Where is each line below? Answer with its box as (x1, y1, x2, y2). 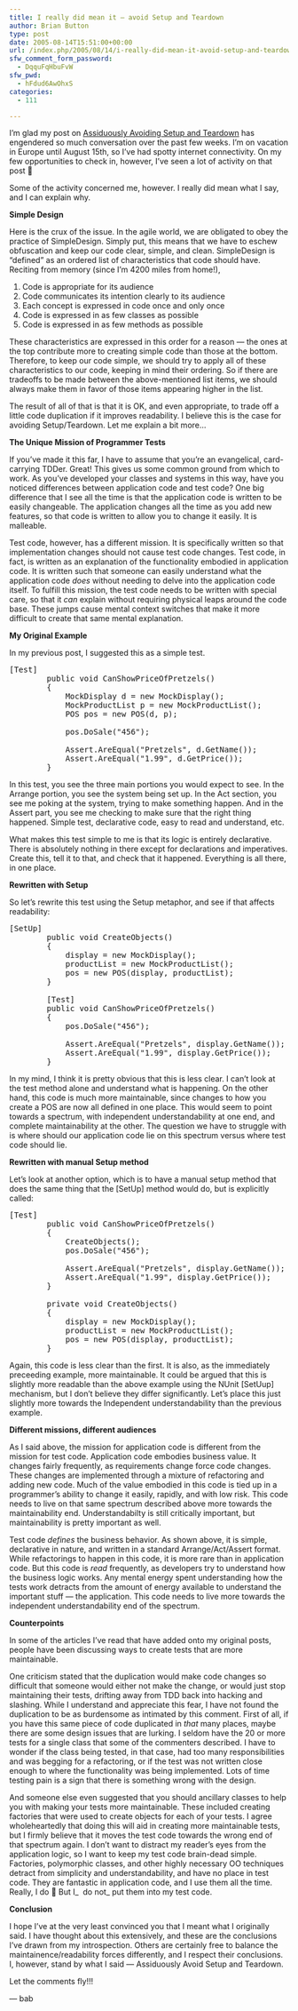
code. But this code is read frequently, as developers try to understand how (9, 1563, 286, 1574)
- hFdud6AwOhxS (17, 79, 74, 88)
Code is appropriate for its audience (21, 282, 154, 292)
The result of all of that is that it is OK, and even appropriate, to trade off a (9, 401, 279, 411)
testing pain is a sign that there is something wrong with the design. (9, 1775, 257, 1786)
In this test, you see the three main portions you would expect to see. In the (9, 779, 285, 790)
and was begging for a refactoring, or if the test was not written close (9, 1756, 263, 1767)
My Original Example (9, 630, 88, 641)
